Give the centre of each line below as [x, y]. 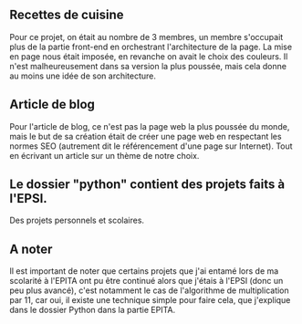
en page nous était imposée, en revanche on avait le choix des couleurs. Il [149, 56]
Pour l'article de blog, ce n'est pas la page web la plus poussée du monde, [150, 126]
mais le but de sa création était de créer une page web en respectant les [146, 136]
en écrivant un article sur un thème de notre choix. [104, 155]
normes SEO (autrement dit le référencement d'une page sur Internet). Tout [151, 146]
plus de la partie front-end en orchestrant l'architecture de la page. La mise [151, 47]
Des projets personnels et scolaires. [77, 220]
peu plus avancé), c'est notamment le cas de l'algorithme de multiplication [149, 290]
